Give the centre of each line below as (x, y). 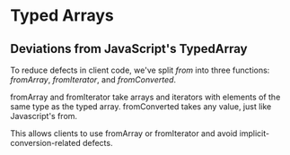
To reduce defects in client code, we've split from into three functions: (140, 70)
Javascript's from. (44, 116)
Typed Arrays (62, 16)
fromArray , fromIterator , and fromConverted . (93, 80)
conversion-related (46, 143)
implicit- (255, 133)
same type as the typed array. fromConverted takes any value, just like (141, 107)
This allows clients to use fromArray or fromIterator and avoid (124, 133)
